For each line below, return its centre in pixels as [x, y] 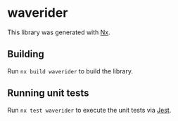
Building [26, 54]
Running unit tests [48, 93]
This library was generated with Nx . [59, 32]
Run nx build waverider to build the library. [70, 71]
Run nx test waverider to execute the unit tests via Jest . [89, 110]
